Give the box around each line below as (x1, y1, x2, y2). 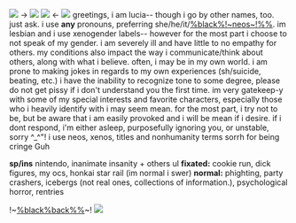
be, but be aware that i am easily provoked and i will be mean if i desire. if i (9, 113, 282, 123)
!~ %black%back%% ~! (9, 204, 93, 215)
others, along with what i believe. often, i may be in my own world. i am (9, 57, 269, 66)
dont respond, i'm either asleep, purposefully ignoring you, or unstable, (9, 122, 269, 133)
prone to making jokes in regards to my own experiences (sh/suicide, (9, 66, 261, 76)
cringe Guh (9, 142, 51, 151)
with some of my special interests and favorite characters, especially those (9, 94, 283, 104)
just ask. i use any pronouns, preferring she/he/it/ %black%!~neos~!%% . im (9, 19, 286, 29)
